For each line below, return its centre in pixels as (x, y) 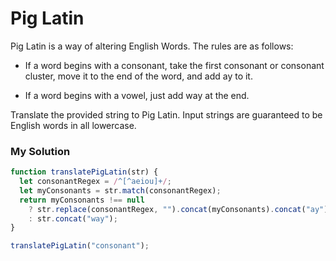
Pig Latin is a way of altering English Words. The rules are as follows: (152, 46)
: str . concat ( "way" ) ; (73, 218)
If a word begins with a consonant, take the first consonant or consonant (174, 65)
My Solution (40, 151)
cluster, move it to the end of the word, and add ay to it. (138, 76)
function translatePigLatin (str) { (84, 172)
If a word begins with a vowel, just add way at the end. (137, 95)
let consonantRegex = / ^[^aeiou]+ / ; (95, 182)
